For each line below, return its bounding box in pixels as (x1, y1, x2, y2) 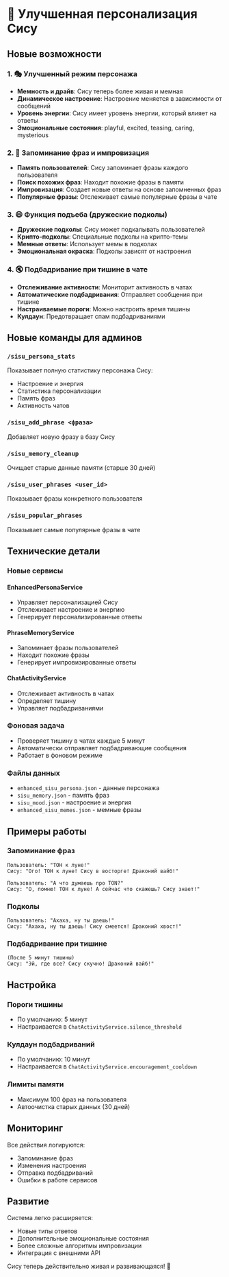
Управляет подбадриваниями (16, 704, 104, 712)
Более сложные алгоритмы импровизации (16, 1241, 142, 1250)
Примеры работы (7, 826, 87, 837)
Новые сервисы (7, 566, 64, 575)
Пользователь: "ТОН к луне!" (7, 861, 90, 868)
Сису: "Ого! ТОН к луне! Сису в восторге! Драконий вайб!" (7, 868, 179, 874)
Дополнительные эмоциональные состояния (16, 1234, 149, 1243)
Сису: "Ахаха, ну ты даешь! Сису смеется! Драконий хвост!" (7, 923, 183, 930)
